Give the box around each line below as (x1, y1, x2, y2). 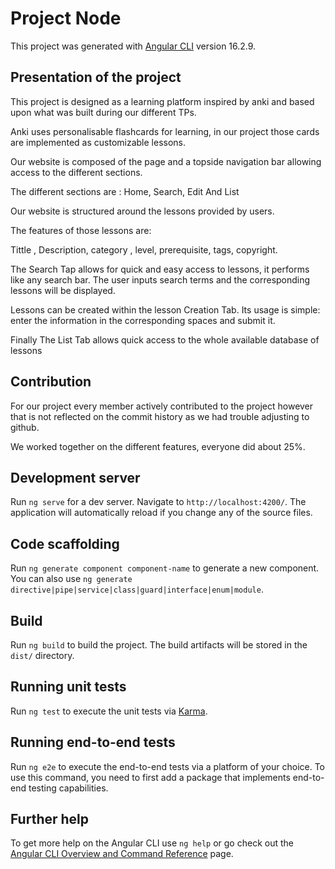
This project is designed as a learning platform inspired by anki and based (10, 95, 315, 107)
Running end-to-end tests (10, 734, 176, 751)
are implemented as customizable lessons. (10, 136, 187, 148)
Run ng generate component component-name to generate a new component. (10, 562, 320, 574)
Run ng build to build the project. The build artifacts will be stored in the (10, 639, 308, 651)
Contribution (10, 373, 92, 391)
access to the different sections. (10, 166, 143, 178)
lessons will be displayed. (10, 284, 116, 296)
